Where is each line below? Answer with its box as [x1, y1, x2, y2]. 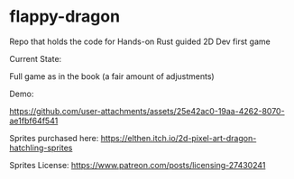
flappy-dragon [9, 6, 120, 27]
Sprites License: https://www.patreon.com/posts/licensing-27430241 [9, 159, 266, 170]
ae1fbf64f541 [9, 115, 59, 126]
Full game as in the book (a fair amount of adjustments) [9, 70, 215, 82]
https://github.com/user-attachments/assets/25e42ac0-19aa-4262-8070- [9, 105, 286, 116]
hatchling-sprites [9, 142, 73, 153]
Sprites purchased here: [9, 132, 99, 143]
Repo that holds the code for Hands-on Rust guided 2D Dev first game [9, 36, 271, 47]
